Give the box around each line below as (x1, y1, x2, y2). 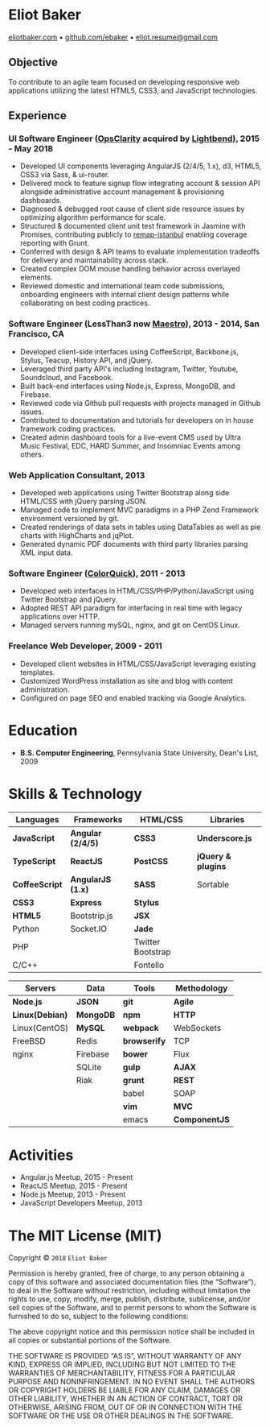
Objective (8, 56, 59, 69)
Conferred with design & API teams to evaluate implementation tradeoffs (19, 247, 260, 257)
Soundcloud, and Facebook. (19, 372, 114, 382)
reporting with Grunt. (19, 238, 90, 248)
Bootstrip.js (70, 910, 114, 921)
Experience (8, 109, 67, 122)
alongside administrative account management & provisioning (19, 187, 225, 196)
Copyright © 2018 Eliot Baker (8, 1253, 108, 1263)
